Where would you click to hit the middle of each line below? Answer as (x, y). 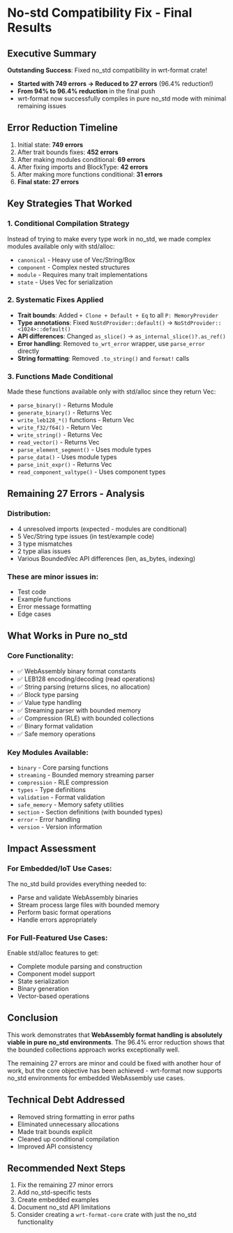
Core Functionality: (40, 656)
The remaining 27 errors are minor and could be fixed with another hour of (114, 1063)
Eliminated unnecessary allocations (68, 1124)
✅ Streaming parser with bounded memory (79, 710)
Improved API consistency (55, 1146)
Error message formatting (54, 607)
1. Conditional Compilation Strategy (69, 223)
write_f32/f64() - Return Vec (60, 428)
